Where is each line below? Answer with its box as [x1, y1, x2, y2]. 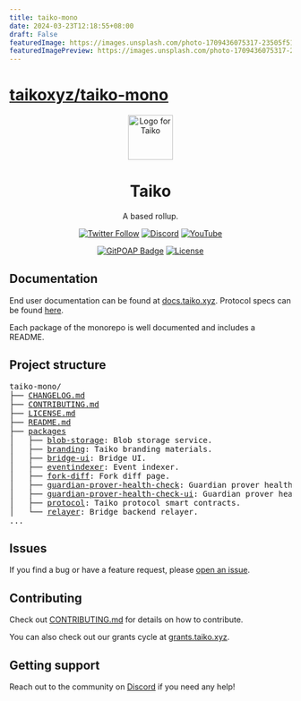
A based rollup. [122, 211, 179, 221]
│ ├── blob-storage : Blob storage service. [9, 435, 213, 445]
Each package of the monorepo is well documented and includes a [9, 321, 255, 332]
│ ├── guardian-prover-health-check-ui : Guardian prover [9, 489, 275, 499]
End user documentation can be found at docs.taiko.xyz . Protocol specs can [9, 295, 291, 305]
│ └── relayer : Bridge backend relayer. [9, 507, 199, 517]
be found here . [9, 304, 64, 315]
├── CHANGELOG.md [9, 390, 85, 400]
